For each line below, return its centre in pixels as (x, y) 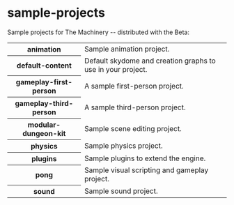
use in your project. (116, 70)
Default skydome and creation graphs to (150, 61)
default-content (44, 66)
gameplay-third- (44, 103)
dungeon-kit (44, 133)
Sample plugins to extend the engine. (145, 158)
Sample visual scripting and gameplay (147, 170)
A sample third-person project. (135, 107)
